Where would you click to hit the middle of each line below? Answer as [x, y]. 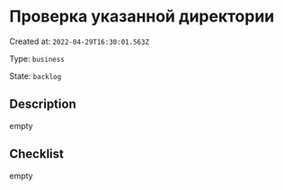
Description [43, 104]
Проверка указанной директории [142, 17]
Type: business [37, 58]
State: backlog [35, 76]
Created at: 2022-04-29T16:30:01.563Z [80, 41]
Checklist [37, 154]
